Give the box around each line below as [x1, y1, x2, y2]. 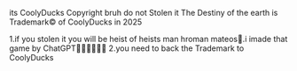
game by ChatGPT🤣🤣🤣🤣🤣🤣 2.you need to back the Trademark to [9, 43, 245, 53]
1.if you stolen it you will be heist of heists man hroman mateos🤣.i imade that [9, 34, 288, 44]
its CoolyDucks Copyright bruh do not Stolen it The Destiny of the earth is [9, 8, 278, 18]
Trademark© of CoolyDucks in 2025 [9, 17, 143, 27]
